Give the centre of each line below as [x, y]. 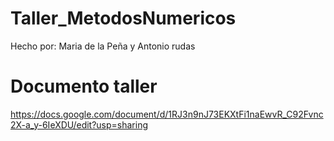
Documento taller [84, 86]
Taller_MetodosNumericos [123, 18]
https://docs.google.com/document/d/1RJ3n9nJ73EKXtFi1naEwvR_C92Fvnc [167, 114]
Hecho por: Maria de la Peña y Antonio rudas [103, 46]
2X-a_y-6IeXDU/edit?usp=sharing [79, 124]
